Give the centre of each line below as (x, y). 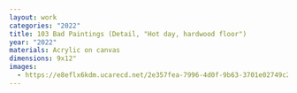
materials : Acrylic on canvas (65, 50)
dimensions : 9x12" (43, 58)
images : (23, 67)
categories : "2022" (45, 26)
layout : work (33, 17)
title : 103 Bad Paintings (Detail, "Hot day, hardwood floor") (128, 34)
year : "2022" (33, 42)
